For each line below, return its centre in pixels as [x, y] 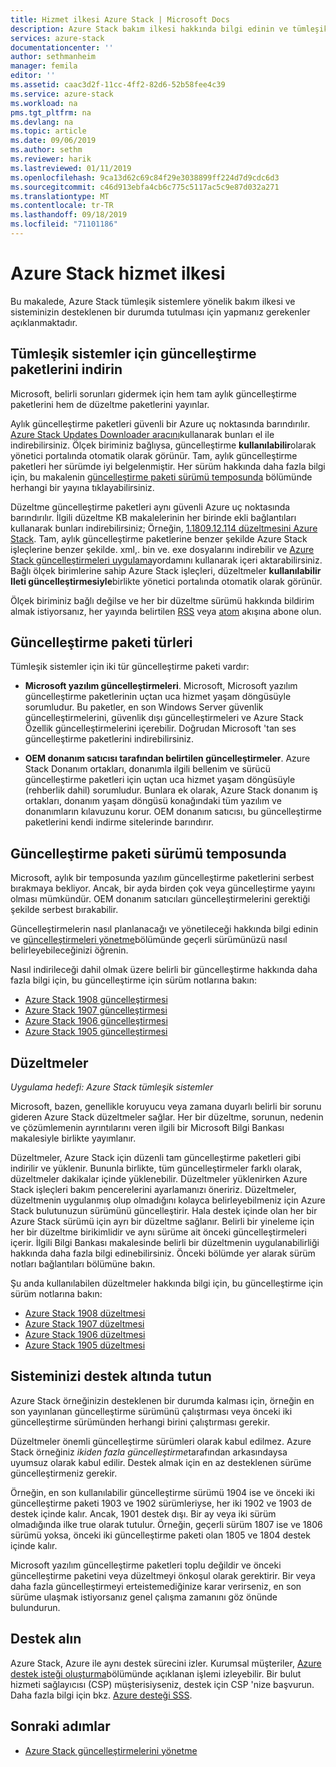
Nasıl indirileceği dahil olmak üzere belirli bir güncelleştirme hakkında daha [164, 970]
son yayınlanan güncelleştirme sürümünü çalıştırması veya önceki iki [151, 1411]
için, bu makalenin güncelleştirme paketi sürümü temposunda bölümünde [161, 477]
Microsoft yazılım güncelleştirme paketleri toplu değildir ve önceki [146, 1565]
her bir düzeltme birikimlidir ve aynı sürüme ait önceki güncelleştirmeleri [158, 1232]
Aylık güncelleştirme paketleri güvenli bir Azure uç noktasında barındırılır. [160, 423]
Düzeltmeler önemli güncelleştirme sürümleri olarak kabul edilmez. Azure [161, 1441]
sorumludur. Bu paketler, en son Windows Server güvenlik [144, 707]
